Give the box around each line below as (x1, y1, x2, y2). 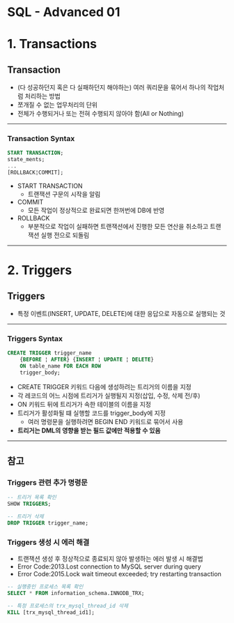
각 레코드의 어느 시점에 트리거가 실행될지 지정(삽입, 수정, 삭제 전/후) (17, 391, 201, 400)
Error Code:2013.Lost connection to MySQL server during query (17, 562, 201, 571)
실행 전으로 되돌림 (40, 231, 90, 239)
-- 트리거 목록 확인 (7, 494, 57, 501)
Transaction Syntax (7, 134, 75, 144)
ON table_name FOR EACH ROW (19, 363, 101, 370)
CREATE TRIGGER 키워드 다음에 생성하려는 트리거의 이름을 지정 (17, 382, 192, 391)
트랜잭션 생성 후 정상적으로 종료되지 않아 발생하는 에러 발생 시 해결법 (17, 555, 203, 563)
